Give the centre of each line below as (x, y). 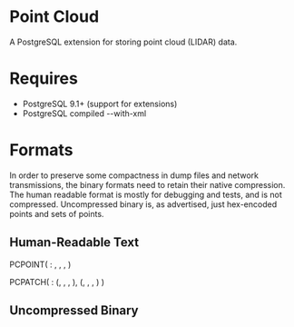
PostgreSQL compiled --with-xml (84, 113)
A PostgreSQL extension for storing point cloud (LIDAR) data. (123, 42)
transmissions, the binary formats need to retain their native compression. (147, 184)
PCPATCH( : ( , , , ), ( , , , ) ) (57, 282)
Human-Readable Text (74, 243)
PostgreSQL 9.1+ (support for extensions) (100, 104)
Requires (44, 79)
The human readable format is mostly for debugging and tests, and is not (146, 194)
